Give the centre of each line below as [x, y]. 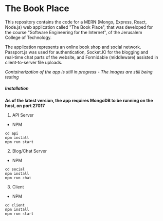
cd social [15, 169]
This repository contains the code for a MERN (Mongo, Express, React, [76, 22]
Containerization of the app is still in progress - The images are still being [79, 72]
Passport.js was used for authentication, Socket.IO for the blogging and [77, 52]
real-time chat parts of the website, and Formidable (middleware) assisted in [81, 57]
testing [12, 77]
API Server [23, 115]
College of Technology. [28, 37]
